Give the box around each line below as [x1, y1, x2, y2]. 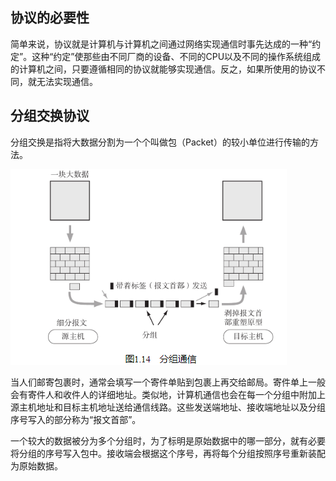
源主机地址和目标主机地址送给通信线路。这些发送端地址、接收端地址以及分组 [10, 401, 326, 413]
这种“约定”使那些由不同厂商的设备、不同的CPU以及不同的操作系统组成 [31, 50, 322, 62]
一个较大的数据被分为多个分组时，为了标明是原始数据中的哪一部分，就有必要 [10, 434, 326, 447]
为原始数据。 [10, 459, 63, 472]
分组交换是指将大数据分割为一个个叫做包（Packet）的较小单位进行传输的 [10, 136, 310, 148]
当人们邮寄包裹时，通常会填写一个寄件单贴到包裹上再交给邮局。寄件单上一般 [10, 376, 326, 388]
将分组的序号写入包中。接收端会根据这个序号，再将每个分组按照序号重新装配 [10, 447, 326, 459]
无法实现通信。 [36, 75, 98, 87]
